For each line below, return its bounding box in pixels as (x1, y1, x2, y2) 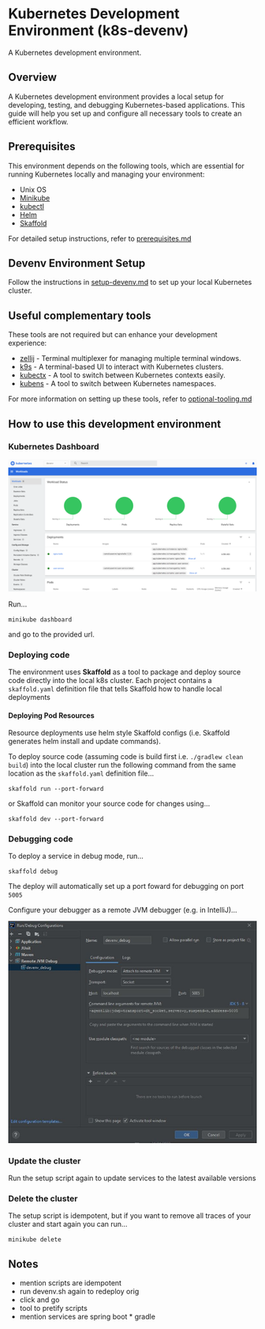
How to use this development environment (8, 417, 222, 431)
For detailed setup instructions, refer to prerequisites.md (8, 234, 192, 243)
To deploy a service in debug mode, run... (8, 852, 144, 861)
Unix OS (19, 184, 47, 194)
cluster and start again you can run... (8, 1220, 128, 1229)
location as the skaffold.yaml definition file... (8, 769, 155, 778)
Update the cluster (8, 1155, 81, 1166)
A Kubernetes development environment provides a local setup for (8, 92, 224, 101)
